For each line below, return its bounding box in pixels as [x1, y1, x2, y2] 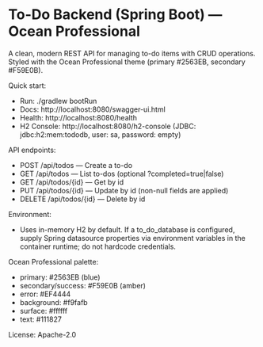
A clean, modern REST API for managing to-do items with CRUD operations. [8, 48, 256, 58]
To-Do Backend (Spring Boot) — [8, 6, 223, 24]
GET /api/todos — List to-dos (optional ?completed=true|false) [19, 169, 224, 178]
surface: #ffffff [19, 306, 68, 315]
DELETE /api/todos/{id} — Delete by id [19, 194, 146, 204]
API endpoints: [8, 145, 56, 154]
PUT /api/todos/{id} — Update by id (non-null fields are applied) [19, 185, 229, 195]
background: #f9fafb [19, 297, 89, 307]
